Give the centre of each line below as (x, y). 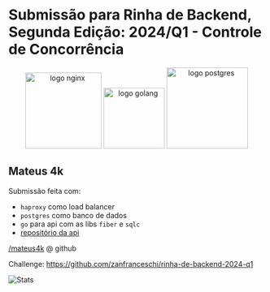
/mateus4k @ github (43, 248)
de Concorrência (66, 49)
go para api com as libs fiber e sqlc (80, 224)
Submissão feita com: (45, 191)
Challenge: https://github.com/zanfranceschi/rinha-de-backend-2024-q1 (131, 264)
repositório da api (50, 232)
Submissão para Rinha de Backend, (130, 15)
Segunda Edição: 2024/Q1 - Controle (135, 32)
